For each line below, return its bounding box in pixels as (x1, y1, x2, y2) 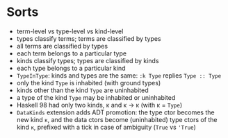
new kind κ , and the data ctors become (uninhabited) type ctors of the (16, 115, 218, 123)
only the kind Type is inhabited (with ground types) (16, 78, 161, 87)
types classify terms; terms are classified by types (16, 34, 161, 42)
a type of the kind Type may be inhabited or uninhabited (16, 93, 176, 101)
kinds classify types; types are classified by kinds (16, 56, 159, 64)
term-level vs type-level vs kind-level (16, 27, 124, 35)
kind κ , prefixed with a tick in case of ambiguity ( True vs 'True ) (16, 123, 196, 131)
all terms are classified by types (16, 42, 108, 50)
